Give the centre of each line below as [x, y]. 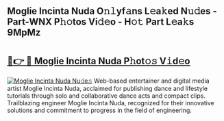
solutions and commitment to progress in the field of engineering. [99, 110]
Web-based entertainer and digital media [152, 81]
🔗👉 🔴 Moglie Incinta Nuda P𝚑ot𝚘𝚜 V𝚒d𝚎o [99, 61]
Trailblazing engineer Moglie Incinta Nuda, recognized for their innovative [111, 103]
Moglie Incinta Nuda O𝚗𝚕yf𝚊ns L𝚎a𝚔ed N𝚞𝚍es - [112, 11]
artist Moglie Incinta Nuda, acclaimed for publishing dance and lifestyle [107, 89]
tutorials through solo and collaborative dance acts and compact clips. [106, 96]
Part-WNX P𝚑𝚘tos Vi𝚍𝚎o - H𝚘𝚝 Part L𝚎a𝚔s [101, 22]
